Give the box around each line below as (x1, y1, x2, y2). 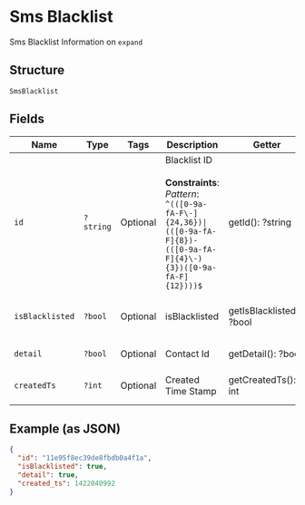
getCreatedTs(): (228, 374, 297, 386)
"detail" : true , (17, 471, 79, 480)
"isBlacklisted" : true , (17, 462, 107, 471)
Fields (9, 112, 45, 127)
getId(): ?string (228, 216, 292, 228)
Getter (252, 138, 281, 151)
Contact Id (164, 347, 211, 360)
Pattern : (164, 188, 200, 200)
